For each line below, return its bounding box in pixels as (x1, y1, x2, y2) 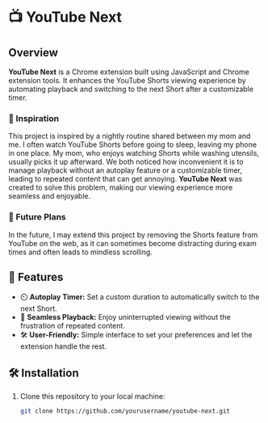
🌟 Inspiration (8, 112, 59, 124)
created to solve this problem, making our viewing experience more (8, 182, 233, 192)
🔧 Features (8, 270, 64, 284)
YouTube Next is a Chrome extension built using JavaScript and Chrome (8, 67, 250, 77)
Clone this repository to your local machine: (19, 392, 165, 401)
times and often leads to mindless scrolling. (8, 247, 153, 257)
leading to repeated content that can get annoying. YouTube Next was (8, 174, 243, 184)
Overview (8, 45, 59, 59)
